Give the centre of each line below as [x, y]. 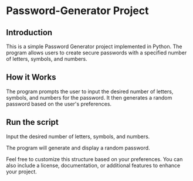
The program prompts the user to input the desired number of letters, [90, 91]
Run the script [32, 122]
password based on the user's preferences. [59, 104]
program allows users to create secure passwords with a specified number [97, 53]
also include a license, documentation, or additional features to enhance [93, 165]
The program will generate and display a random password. [78, 148]
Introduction [29, 33]
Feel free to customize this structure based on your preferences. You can [94, 159]
